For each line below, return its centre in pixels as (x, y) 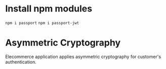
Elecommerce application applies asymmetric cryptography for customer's (83, 56)
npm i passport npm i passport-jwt (42, 23)
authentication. (21, 62)
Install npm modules (49, 9)
